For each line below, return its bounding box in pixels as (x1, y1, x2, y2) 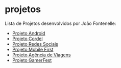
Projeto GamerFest (12, 57, 52, 63)
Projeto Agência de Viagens (12, 52, 71, 58)
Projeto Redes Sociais (12, 41, 58, 47)
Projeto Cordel (12, 36, 43, 42)
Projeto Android (12, 30, 45, 36)
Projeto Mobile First (12, 46, 54, 52)
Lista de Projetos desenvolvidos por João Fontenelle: (5, 20, 116, 26)
